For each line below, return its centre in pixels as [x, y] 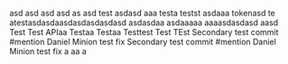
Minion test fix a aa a [48, 51]
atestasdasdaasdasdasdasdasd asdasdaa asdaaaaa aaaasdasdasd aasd [144, 23]
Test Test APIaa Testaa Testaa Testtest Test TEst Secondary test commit [144, 32]
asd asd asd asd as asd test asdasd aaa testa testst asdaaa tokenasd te [142, 13]
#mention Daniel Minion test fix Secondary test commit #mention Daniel [143, 41]
